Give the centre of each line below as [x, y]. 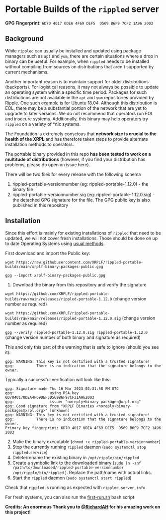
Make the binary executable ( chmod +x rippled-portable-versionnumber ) [86, 441]
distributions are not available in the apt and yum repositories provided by [80, 97]
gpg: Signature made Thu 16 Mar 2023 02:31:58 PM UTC [62, 389]
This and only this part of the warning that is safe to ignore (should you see [82, 347]
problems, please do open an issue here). [48, 164]
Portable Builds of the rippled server [82, 9]
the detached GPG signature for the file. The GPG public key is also [81, 200]
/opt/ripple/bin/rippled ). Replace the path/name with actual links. [82, 472]
